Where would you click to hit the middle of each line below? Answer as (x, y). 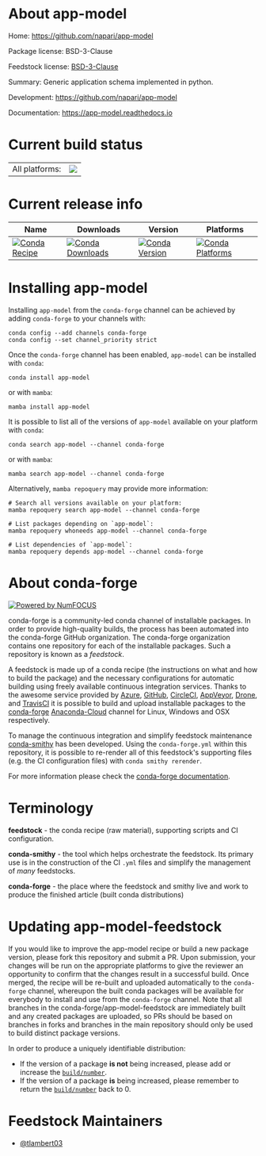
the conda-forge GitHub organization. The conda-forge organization (120, 637)
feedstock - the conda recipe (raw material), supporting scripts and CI (123, 830)
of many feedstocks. (42, 870)
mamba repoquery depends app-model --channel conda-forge (106, 551)
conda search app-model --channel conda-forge (86, 444)
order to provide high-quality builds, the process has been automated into (129, 628)
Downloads (99, 229)
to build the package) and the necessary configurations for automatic (122, 678)
